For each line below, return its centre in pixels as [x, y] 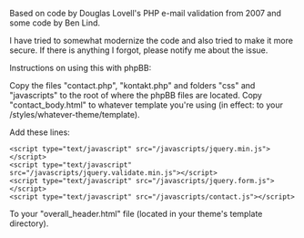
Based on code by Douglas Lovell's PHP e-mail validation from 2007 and [146, 13]
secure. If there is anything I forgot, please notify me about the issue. [139, 50]
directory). [29, 223]
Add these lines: [40, 132]
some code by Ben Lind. [55, 23]
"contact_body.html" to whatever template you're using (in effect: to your [147, 105]
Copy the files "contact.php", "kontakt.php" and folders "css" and [132, 85]
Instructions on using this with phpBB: [81, 68]
